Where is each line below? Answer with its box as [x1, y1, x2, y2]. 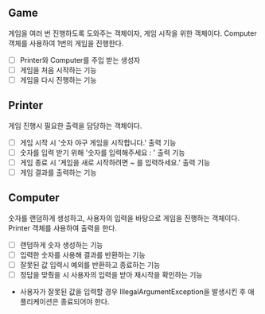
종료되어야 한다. [60, 297, 110, 307]
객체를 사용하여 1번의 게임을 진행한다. [8, 38, 124, 48]
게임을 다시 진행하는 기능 [19, 75, 97, 84]
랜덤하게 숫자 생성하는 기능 [19, 240, 103, 250]
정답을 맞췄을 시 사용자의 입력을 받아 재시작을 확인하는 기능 [19, 270, 203, 280]
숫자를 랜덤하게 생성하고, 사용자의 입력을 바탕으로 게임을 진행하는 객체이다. [8, 213, 240, 223]
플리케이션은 [19, 297, 60, 307]
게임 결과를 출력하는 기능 [19, 168, 97, 177]
